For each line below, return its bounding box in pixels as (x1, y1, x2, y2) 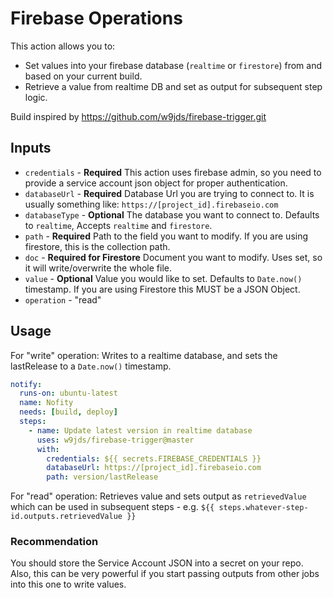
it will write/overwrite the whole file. (24, 262, 172, 274)
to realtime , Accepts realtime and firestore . (24, 219, 213, 231)
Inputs (10, 140, 52, 157)
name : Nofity (19, 398, 74, 408)
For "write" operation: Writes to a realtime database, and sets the (10, 349, 278, 361)
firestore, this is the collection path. (24, 240, 171, 252)
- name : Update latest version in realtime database (28, 425, 253, 436)
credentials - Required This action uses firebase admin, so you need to (24, 166, 322, 178)
